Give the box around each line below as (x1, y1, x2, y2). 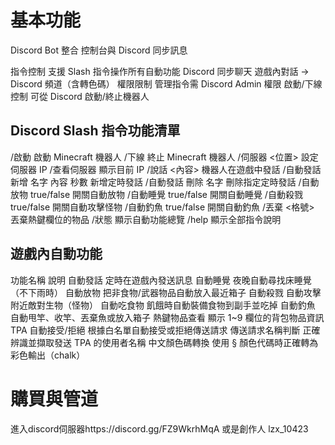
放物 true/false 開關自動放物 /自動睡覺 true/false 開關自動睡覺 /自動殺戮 (10, 188, 303, 200)
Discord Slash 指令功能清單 (10, 122, 181, 140)
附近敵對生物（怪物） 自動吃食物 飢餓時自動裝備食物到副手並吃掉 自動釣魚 (10, 299, 316, 311)
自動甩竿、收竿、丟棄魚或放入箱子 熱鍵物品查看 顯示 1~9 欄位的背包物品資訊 (10, 311, 325, 323)
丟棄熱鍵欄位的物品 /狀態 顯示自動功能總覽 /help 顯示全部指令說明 (10, 213, 282, 225)
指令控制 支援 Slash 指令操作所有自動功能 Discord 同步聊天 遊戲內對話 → (10, 65, 310, 77)
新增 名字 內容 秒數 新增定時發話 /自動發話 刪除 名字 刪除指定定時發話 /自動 (10, 176, 320, 188)
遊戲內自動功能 (10, 246, 103, 263)
